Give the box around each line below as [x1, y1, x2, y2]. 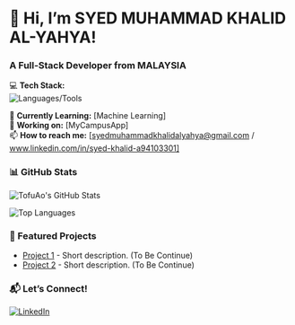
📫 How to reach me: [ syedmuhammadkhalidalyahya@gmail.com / [9, 130, 256, 141]
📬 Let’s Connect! [9, 283, 88, 294]
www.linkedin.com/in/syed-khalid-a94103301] [9, 143, 180, 154]
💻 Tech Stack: [9, 80, 65, 91]
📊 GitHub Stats [9, 166, 78, 179]
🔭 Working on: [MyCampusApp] [9, 120, 129, 131]
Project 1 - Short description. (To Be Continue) [22, 250, 194, 261]
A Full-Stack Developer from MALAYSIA [9, 59, 187, 72]
